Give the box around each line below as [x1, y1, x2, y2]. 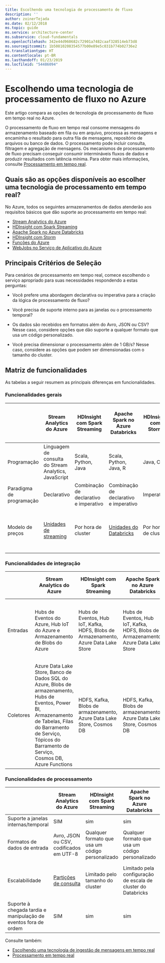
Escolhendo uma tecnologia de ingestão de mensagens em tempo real [12, 947, 155, 953]
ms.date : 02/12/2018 [5, 21, 48, 26]
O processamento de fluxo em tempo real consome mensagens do [5, 125, 140, 131]
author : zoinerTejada [5, 16, 50, 21]
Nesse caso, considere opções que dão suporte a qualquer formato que [12, 326, 159, 332]
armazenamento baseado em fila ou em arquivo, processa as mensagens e [5, 130, 157, 136]
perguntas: [5, 282, 27, 288]
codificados [53, 845, 81, 851]
